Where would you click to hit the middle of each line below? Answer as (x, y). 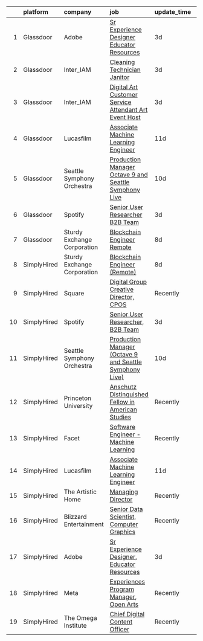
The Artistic (80, 492)
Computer (124, 524)
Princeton (78, 398)
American (123, 409)
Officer (120, 629)
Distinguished (129, 394)
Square (74, 293)
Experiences (127, 581)
